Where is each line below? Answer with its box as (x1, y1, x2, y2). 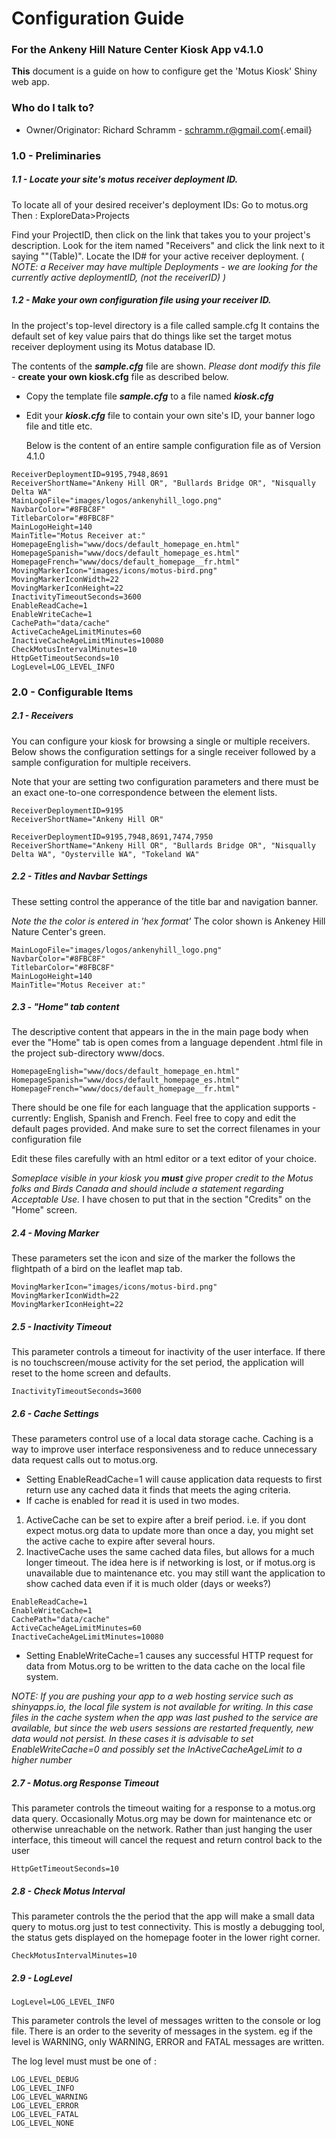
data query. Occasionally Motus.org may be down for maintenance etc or (11, 1813, 313, 1825)
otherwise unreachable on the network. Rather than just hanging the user (11, 1823, 313, 1836)
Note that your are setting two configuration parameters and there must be (11, 775, 319, 787)
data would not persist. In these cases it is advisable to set (11, 1733, 254, 1745)
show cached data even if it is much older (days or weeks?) (25, 1578, 272, 1590)
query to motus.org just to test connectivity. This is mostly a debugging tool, (11, 1921, 326, 1933)
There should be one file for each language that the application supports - (11, 1102, 317, 1114)
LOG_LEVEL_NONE (11, 2118, 75, 2129)
